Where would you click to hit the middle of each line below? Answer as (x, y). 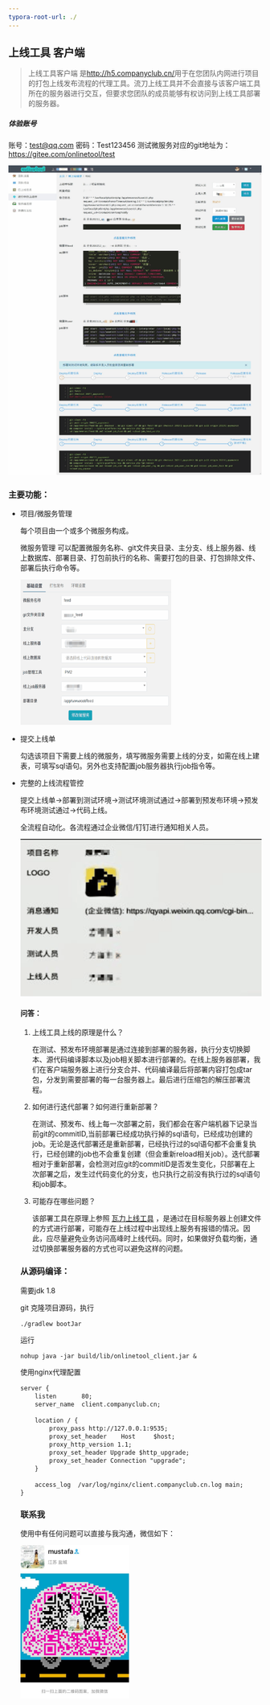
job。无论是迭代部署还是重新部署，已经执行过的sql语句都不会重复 (141, 1144)
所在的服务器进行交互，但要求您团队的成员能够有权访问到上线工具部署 (144, 93)
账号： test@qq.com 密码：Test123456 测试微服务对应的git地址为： (119, 146)
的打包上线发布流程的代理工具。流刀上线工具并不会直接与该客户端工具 (144, 84)
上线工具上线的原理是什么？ (78, 1033)
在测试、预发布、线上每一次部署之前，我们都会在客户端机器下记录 (141, 1124)
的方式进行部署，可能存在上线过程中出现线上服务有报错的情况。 (137, 1228)
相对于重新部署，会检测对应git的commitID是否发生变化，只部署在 (140, 1164)
